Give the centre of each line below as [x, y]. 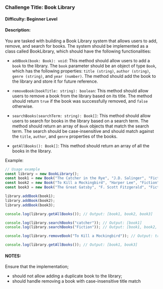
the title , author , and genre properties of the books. [65, 136]
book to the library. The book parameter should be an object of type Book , [84, 66]
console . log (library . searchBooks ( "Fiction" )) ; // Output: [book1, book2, [81, 227]
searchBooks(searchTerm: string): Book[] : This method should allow [81, 115]
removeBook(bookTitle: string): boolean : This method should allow [80, 90]
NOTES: [13, 256]
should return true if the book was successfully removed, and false [80, 101]
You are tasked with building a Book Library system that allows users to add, [81, 41]
